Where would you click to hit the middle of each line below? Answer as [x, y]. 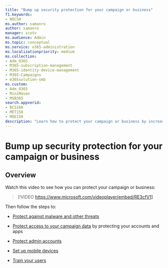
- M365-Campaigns [23, 75]
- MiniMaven [17, 93]
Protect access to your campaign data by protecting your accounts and [86, 226]
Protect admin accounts [37, 241]
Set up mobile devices [35, 250]
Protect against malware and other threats [56, 216]
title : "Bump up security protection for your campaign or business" [79, 10]
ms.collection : [21, 56]
